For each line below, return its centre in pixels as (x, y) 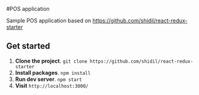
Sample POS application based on (49, 20)
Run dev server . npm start (49, 79)
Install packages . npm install (53, 72)
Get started (28, 46)
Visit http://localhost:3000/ (52, 85)
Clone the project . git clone (51, 61)
